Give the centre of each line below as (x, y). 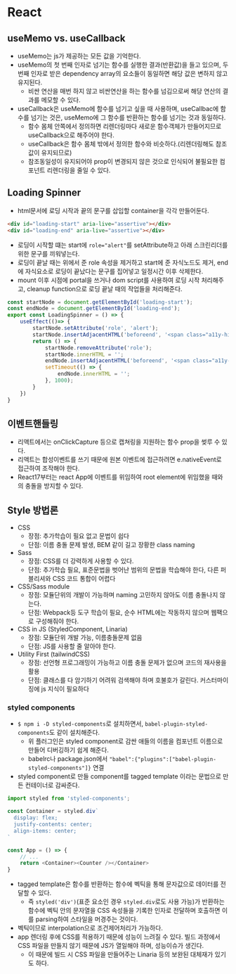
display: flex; (36, 818)
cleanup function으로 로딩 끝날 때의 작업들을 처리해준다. (105, 288)
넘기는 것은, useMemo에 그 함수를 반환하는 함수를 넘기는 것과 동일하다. (128, 117)
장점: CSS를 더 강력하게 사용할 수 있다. (81, 561)
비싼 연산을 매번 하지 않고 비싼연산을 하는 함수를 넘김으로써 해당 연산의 (124, 91)
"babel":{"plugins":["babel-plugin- (163, 760)
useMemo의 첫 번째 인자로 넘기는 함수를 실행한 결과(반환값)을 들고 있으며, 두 (123, 65)
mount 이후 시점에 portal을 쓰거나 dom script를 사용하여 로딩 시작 (109, 280)
